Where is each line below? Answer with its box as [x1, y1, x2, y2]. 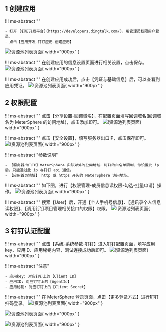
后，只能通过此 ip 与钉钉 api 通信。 [5, 167, 74, 173]
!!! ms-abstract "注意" [5, 263, 50, 269]
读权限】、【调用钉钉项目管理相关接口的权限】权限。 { [5, 205, 150, 211]
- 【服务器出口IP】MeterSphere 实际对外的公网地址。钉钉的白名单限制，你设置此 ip [5, 163, 159, 167]
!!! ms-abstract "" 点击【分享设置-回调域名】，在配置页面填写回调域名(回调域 [5, 113, 161, 119]
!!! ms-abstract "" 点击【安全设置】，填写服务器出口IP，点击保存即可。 [5, 135, 149, 141]
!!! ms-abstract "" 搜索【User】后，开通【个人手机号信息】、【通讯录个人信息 [5, 199, 161, 205]
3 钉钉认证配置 [5, 227, 51, 235]
